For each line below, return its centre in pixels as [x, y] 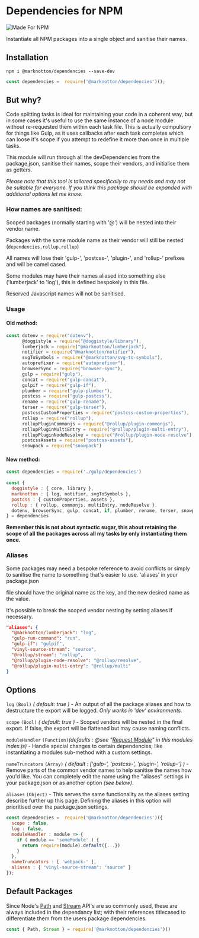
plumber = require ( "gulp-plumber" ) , [67, 391]
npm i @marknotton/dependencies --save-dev [61, 71]
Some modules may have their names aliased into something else [86, 276]
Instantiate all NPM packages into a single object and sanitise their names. [97, 39]
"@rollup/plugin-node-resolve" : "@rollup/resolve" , [77, 660]
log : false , [28, 829]
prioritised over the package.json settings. [58, 807]
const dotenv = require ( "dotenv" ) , [50, 336]
